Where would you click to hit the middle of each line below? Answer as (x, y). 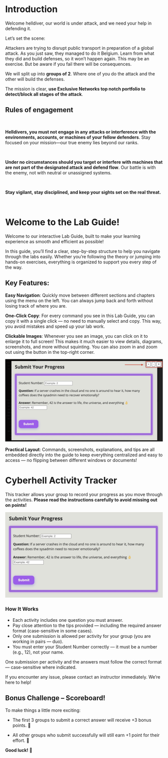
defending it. (18, 28)
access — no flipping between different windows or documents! (71, 460)
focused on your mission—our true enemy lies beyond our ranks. (72, 142)
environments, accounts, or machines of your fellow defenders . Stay (78, 137)
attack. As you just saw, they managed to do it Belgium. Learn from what (80, 53)
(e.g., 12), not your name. (38, 652)
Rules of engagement (39, 110)
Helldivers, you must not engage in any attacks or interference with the (80, 132)
